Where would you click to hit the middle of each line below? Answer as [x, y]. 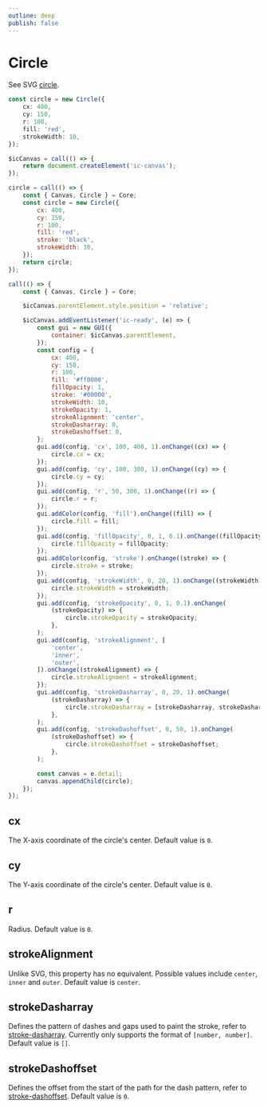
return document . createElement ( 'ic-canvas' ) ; [100, 166]
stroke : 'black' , [65, 240]
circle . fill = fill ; [85, 521]
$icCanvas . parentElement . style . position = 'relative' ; [116, 306]
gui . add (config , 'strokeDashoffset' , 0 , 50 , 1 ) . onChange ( [135, 730]
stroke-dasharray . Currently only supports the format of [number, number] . [130, 1035]
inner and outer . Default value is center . [75, 982]
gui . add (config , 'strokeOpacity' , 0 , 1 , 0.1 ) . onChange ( [132, 603]
